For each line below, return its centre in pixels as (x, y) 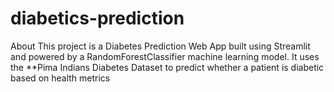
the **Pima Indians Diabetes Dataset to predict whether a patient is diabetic (167, 67)
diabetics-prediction (97, 18)
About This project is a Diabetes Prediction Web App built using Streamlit (160, 46)
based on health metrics (60, 78)
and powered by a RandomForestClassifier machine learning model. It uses (165, 56)
